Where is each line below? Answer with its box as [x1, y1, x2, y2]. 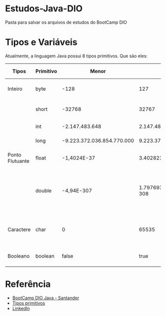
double [35, 187, 52, 194]
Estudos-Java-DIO [5, 3, 83, 14]
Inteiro [7, 85, 23, 92]
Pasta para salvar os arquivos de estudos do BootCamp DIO [5, 19, 127, 25]
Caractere [7, 226, 31, 233]
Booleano [7, 252, 30, 259]
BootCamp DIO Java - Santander [12, 295, 80, 301]
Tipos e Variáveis [5, 37, 78, 48]
